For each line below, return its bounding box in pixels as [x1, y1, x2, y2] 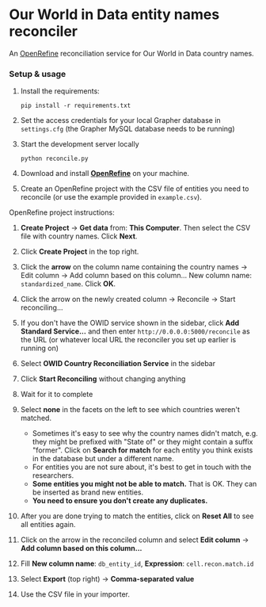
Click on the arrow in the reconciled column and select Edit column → [20, 535, 249, 544]
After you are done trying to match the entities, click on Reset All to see [20, 511, 254, 521]
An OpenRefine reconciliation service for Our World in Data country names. [9, 48, 254, 58]
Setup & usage [9, 68, 66, 79]
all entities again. [20, 520, 76, 529]
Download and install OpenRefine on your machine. [20, 169, 189, 178]
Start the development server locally [20, 139, 139, 149]
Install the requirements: [20, 86, 100, 96]
